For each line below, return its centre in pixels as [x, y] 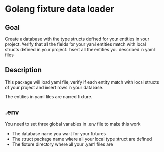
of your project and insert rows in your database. [54, 87]
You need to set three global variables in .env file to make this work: [73, 124]
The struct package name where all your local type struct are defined [82, 139]
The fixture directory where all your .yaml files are [62, 144]
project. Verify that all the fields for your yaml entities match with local [76, 44]
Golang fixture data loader [59, 9]
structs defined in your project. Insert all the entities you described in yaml [80, 49]
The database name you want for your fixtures [59, 133]
